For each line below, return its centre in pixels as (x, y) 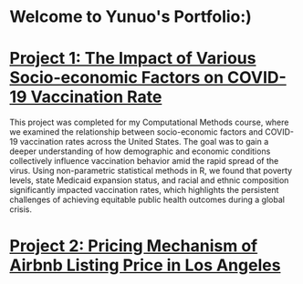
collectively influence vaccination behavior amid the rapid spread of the (144, 161)
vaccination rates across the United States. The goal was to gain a (144, 142)
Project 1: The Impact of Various (133, 59)
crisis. (21, 209)
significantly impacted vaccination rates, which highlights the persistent (144, 190)
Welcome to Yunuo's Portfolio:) (131, 17)
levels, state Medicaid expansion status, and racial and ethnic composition (149, 180)
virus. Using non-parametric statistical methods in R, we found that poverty (151, 171)
